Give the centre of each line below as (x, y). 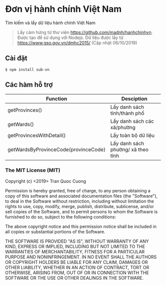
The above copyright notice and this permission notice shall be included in (81, 226)
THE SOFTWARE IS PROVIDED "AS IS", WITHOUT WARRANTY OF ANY (77, 241)
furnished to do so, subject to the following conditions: (61, 217)
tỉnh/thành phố (127, 113)
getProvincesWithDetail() (37, 135)
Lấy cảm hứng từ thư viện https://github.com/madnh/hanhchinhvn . (85, 32)
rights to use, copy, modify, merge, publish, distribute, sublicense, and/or (80, 206)
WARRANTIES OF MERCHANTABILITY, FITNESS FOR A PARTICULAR (75, 251)
